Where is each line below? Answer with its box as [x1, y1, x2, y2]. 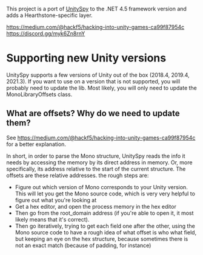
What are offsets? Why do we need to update [6, 108, 180, 119]
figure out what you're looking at [15, 196, 97, 203]
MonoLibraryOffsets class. [6, 91, 73, 98]
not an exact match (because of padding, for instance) [15, 242, 151, 249]
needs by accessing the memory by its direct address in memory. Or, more [6, 158, 193, 166]
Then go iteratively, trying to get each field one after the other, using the [15, 222, 195, 229]
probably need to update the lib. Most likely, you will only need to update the [6, 84, 197, 91]
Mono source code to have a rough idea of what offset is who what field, [15, 228, 197, 236]
